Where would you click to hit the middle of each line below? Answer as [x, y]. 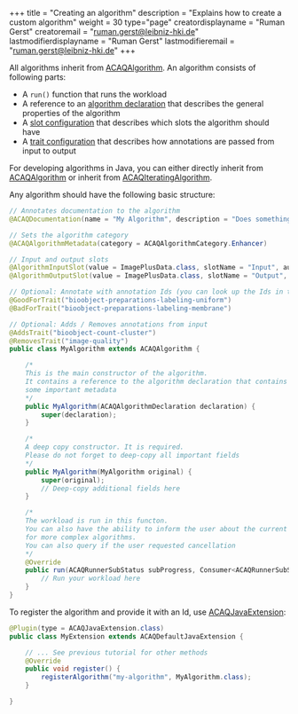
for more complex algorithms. [81, 537]
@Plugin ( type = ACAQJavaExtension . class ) [87, 628]
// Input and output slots [59, 259]
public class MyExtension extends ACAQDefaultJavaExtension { [126, 636]
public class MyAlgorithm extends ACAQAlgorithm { [105, 349]
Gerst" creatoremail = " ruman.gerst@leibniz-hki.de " [104, 31]
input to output [49, 151]
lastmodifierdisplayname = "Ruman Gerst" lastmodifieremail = [122, 41]
